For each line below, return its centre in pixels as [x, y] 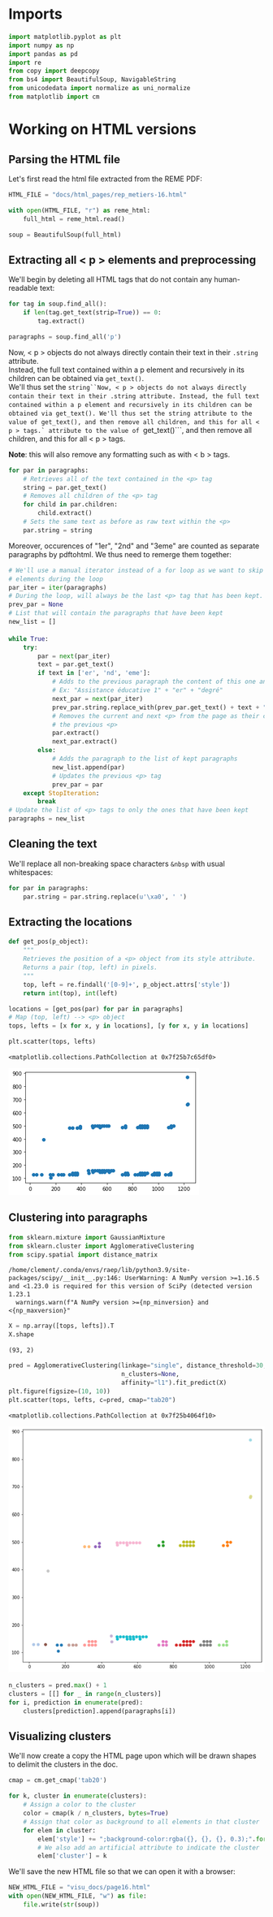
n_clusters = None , [150, 1374]
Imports [35, 14]
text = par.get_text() [76, 664]
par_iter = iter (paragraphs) [58, 587]
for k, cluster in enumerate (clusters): [78, 1796]
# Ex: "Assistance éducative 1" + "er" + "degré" [137, 690]
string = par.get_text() [65, 487]
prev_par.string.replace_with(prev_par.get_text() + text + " [159, 708]
